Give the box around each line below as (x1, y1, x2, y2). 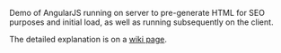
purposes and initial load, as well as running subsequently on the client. (9, 17, 274, 27)
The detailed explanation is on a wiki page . (9, 34, 168, 44)
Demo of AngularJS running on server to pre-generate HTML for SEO (9, 8, 265, 18)
